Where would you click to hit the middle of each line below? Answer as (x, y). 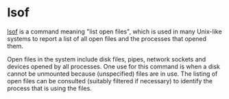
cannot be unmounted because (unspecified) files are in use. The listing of (112, 74)
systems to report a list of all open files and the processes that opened (107, 38)
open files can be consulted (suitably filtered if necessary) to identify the (110, 81)
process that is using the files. (50, 88)
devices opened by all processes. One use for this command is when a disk (114, 66)
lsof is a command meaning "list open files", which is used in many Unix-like (114, 31)
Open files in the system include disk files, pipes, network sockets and (107, 59)
